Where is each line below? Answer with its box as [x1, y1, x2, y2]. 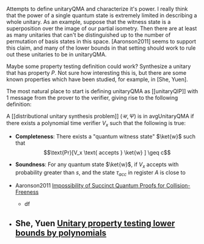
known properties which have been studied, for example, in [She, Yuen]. [6, 76, 188, 83]
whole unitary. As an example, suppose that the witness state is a [6, 18, 171, 25]
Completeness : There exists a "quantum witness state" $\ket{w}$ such [15, 132, 196, 140]
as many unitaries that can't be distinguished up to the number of [6, 31, 171, 39]
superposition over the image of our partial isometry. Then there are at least [6, 25, 197, 32]
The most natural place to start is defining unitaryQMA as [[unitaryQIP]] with [6, 88, 199, 94]
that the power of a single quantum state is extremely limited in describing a [6, 12, 197, 19]
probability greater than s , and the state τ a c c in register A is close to [15, 169, 186, 177]
